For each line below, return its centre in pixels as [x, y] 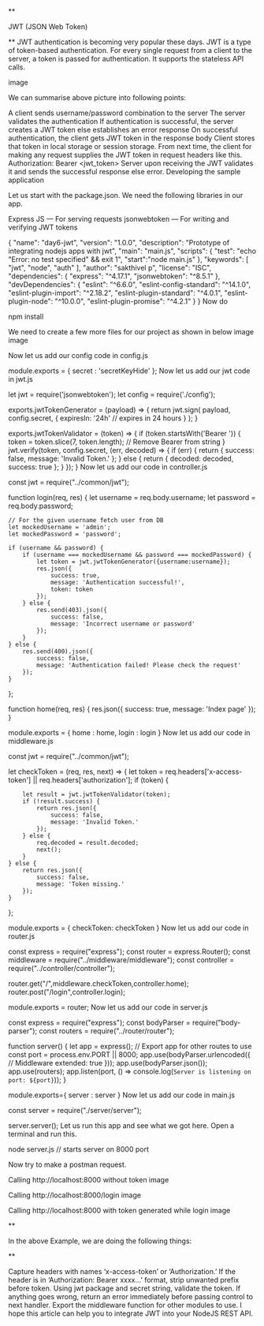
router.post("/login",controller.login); [67, 992]
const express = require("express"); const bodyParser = [99, 1022]
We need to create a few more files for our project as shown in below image [131, 332]
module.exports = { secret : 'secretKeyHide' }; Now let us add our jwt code [129, 371]
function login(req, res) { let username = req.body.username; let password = [132, 497]
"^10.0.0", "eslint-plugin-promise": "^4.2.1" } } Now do [141, 301]
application [26, 180]
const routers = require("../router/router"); [107, 1031]
